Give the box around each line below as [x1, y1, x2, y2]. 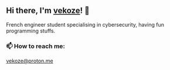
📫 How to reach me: [6, 42, 66, 50]
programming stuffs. [6, 27, 56, 34]
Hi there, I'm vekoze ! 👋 [6, 6, 90, 16]
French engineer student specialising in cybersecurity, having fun [6, 21, 164, 28]
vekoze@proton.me [6, 57, 54, 64]
